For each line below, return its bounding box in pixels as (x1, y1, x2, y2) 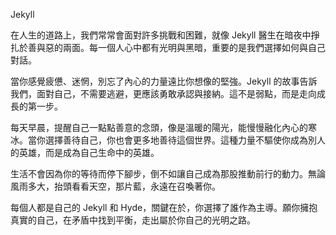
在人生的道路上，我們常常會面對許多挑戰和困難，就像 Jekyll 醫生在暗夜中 (10, 29, 312, 41)
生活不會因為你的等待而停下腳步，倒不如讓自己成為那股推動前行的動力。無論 (10, 168, 326, 179)
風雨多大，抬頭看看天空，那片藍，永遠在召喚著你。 (10, 180, 221, 192)
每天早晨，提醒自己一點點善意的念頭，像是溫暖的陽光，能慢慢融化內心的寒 (10, 122, 317, 133)
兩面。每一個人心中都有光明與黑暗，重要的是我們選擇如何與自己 (62, 42, 326, 53)
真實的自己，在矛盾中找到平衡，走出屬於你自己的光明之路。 (10, 214, 256, 226)
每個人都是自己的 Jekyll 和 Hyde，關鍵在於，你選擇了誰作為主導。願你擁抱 (10, 202, 318, 213)
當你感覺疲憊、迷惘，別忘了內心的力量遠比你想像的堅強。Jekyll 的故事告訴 (10, 75, 318, 87)
